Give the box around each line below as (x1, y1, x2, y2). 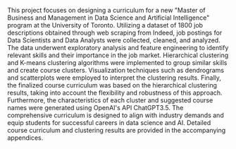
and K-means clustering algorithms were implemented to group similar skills (7, 59, 228, 66)
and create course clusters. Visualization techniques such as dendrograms (7, 66, 224, 74)
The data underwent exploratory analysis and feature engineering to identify (7, 44, 229, 52)
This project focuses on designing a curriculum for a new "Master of (7, 6, 206, 14)
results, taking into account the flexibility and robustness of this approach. (7, 88, 223, 97)
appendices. (7, 133, 44, 142)
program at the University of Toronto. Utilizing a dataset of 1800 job (7, 21, 203, 29)
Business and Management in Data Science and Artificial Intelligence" (7, 13, 210, 22)
